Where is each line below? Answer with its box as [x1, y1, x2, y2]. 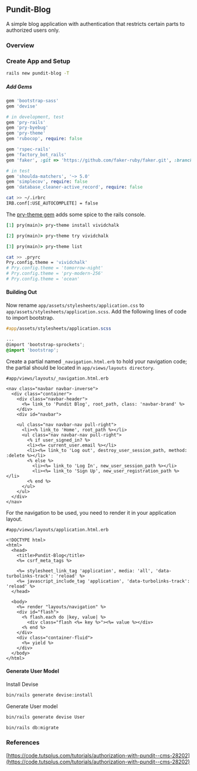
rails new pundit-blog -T [6, 71, 69, 76]
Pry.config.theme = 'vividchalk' [6, 260, 88, 266]
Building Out [6, 289, 37, 296]
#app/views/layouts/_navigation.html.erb [6, 376, 109, 381]
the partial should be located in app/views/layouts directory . [6, 364, 155, 371]
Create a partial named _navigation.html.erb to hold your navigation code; [6, 358, 188, 365]
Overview [6, 41, 35, 49]
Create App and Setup [6, 57, 70, 65]
